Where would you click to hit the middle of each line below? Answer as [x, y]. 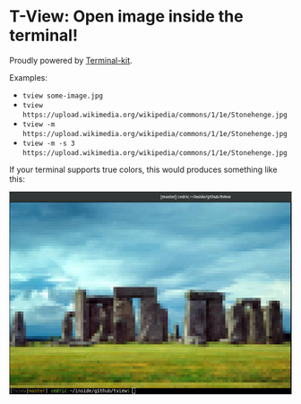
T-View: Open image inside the [126, 17]
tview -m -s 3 [48, 143]
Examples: [28, 77]
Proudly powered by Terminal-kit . [71, 60]
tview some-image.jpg [62, 96]
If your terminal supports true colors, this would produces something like [143, 169]
